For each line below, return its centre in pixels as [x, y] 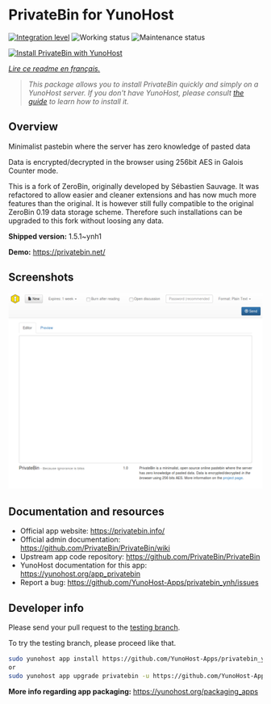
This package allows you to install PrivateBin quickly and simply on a [143, 84]
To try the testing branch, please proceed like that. [92, 643]
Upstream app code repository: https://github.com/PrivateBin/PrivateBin [140, 557]
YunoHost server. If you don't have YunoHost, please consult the [136, 93]
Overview [33, 127]
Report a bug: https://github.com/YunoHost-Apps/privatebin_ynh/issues [140, 583]
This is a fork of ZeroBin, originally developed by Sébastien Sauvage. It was [134, 186]
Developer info [46, 608]
